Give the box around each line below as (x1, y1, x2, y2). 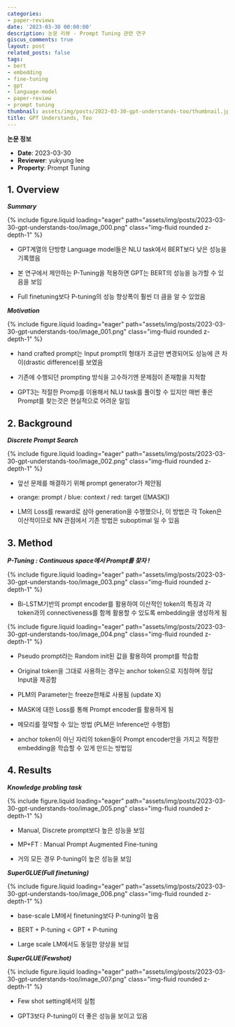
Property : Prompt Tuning (17, 163, 90, 172)
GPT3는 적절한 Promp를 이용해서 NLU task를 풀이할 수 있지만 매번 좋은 (17, 388, 213, 397)
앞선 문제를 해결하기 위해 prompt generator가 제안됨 (17, 479, 162, 488)
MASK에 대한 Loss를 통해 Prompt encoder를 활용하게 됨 (17, 705, 174, 714)
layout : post (7, 43, 45, 50)
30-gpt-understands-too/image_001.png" (7, 327, 127, 336)
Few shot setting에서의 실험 (17, 996, 96, 1005)
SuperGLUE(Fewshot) (7, 953, 72, 962)
